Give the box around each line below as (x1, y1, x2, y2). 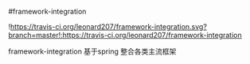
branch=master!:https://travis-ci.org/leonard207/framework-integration (8, 31, 243, 40)
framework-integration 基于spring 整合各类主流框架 (8, 47, 177, 56)
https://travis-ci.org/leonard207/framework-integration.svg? (10, 22, 207, 31)
